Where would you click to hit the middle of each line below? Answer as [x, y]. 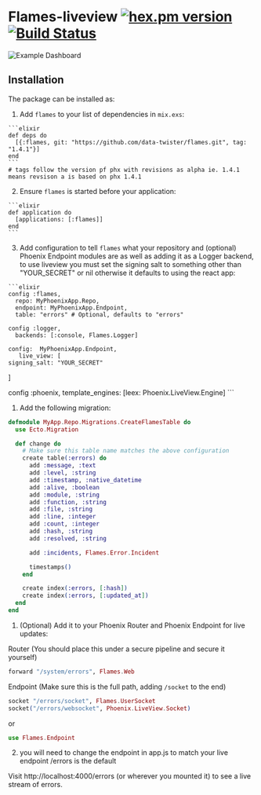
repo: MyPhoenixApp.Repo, [58, 301]
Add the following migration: [65, 408]
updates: [34, 633]
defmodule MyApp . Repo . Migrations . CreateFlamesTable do [100, 422]
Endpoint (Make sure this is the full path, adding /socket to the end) [117, 687]
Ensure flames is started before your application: [98, 191]
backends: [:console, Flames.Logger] [77, 335]
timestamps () [50, 567]
